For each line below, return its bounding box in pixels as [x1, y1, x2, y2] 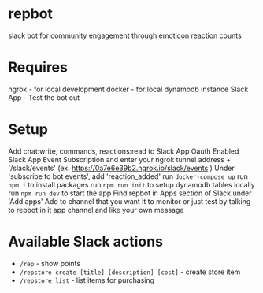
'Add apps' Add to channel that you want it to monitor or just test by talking [8, 196, 251, 206]
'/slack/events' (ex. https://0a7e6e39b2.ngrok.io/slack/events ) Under [8, 163, 235, 172]
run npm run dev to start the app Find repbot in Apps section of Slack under [8, 188, 252, 198]
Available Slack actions [8, 233, 164, 250]
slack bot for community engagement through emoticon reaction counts [8, 31, 242, 40]
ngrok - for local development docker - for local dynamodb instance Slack [8, 84, 249, 94]
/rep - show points [19, 258, 81, 268]
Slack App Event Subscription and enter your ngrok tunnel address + [8, 154, 232, 164]
